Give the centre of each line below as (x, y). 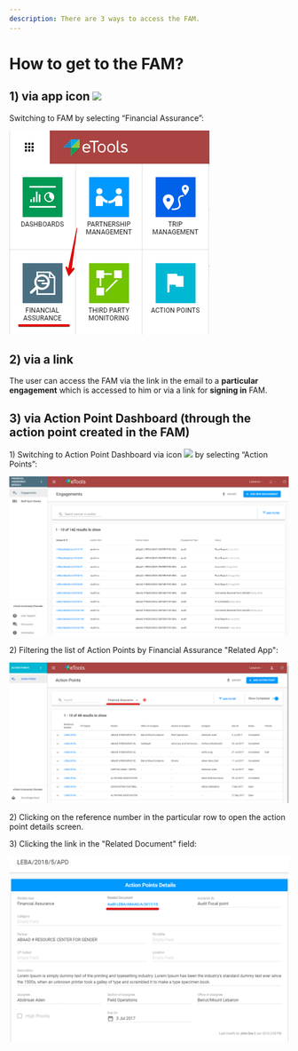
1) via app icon (50, 96)
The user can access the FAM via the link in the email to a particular (134, 381)
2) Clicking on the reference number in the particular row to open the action (147, 817)
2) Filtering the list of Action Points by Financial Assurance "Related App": (144, 650)
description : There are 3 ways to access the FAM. (105, 19)
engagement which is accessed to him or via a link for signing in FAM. (138, 390)
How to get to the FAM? (97, 64)
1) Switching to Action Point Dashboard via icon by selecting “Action (139, 455)
